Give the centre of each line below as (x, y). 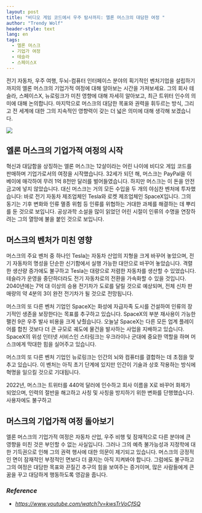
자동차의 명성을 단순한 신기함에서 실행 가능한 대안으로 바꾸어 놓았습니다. (97, 263)
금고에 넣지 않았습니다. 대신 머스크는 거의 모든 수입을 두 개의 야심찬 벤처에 (93, 189)
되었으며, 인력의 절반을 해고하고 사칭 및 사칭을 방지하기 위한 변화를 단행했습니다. (100, 393)
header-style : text (31, 29)
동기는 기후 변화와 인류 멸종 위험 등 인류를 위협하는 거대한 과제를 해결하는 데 (96, 204)
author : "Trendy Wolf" (35, 23)
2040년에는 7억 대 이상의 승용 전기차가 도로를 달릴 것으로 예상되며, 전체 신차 (96, 286)
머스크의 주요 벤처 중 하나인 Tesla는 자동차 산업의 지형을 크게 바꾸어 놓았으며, (97, 256)
